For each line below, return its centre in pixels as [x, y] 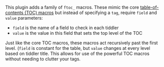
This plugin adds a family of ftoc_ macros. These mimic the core [72, 7]
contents [14, 13]
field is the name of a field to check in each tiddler [66, 28]
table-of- [149, 7]
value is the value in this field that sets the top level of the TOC [77, 33]
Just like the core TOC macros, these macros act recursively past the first [81, 43]
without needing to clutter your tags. [43, 59]
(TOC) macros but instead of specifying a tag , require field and [91, 13]
